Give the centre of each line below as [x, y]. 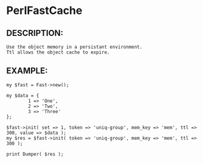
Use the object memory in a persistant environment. [74, 47]
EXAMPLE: [27, 71]
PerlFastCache [44, 11]
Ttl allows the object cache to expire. [58, 52]
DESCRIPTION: [35, 33]
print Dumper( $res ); [35, 154]
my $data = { [23, 95]
